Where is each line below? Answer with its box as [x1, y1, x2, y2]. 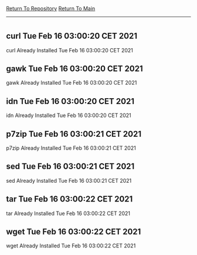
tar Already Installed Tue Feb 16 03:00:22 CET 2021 [6, 210, 131, 217]
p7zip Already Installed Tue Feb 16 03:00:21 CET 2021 [6, 145, 136, 152]
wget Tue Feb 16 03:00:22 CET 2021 [6, 227, 141, 237]
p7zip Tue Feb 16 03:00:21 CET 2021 [6, 129, 142, 139]
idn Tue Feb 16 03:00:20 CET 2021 [6, 96, 135, 106]
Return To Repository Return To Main [6, 5, 96, 12]
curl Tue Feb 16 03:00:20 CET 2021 [6, 31, 138, 41]
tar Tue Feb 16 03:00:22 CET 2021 [6, 194, 133, 204]
